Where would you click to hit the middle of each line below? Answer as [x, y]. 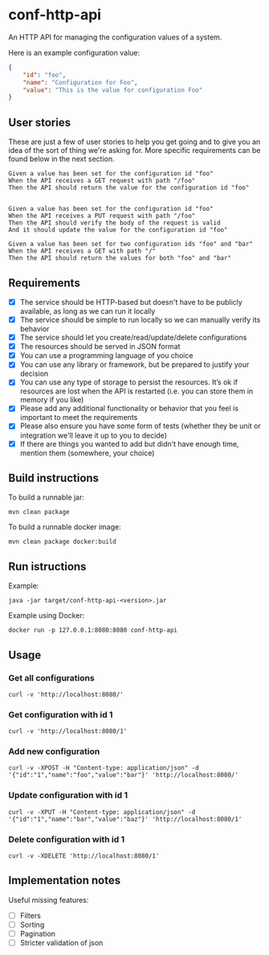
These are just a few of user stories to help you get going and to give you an [134, 142]
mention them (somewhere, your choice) [87, 453]
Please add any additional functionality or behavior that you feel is [129, 409]
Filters [31, 916]
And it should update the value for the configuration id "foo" [118, 230]
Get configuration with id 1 [61, 714]
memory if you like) [52, 400]
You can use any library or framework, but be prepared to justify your [134, 364]
